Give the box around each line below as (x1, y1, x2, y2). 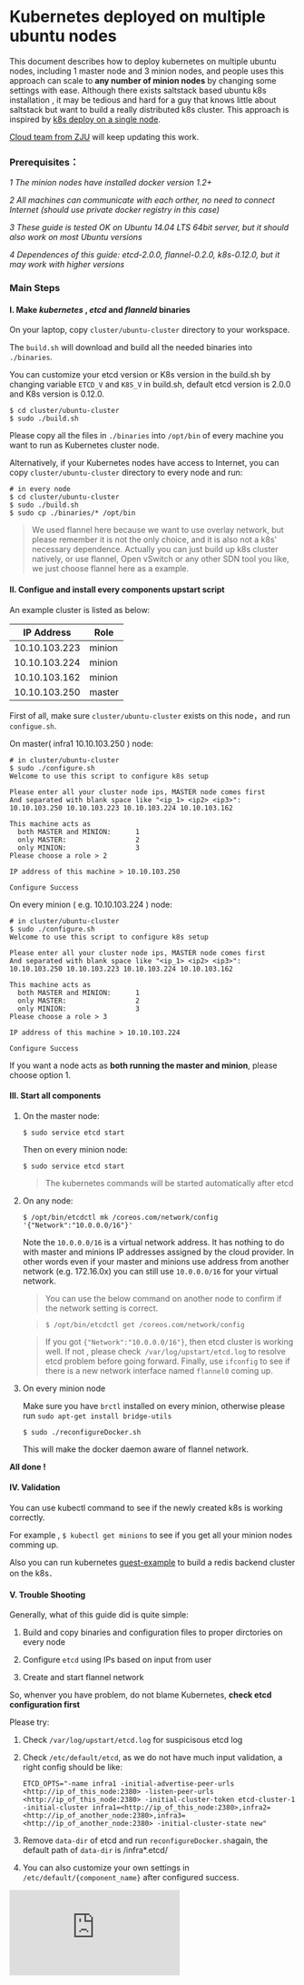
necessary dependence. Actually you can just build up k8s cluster (31, 544, 279, 555)
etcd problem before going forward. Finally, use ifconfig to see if (44, 1355, 290, 1366)
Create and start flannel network (22, 1672, 144, 1683)
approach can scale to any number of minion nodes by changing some (9, 75, 277, 86)
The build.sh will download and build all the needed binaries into (9, 342, 252, 353)
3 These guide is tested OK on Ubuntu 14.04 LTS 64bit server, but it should (9, 222, 289, 233)
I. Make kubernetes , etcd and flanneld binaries (9, 304, 191, 315)
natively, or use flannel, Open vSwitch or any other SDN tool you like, (31, 553, 289, 565)
